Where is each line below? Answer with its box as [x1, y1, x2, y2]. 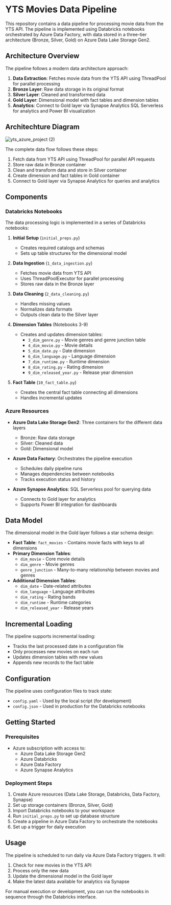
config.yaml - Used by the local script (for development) [12, 697, 132, 704]
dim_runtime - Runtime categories [20, 600, 91, 606]
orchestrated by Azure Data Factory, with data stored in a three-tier [5, 31, 147, 37]
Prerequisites [5, 733, 39, 740]
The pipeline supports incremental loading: [5, 633, 95, 639]
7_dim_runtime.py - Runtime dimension [28, 359, 110, 365]
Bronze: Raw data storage [20, 434, 75, 440]
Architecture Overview [5, 52, 80, 60]
